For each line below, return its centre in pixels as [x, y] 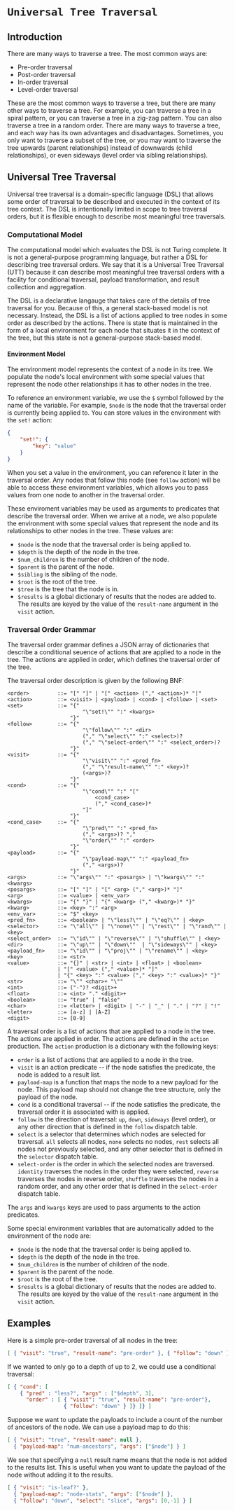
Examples [29, 1324]
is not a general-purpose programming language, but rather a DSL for [107, 257]
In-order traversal [43, 82]
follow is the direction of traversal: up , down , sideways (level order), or [116, 1119]
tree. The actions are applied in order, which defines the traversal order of [114, 659]
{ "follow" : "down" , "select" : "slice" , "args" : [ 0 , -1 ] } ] [103, 1500]
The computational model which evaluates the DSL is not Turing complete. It [117, 250]
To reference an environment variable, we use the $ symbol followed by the [115, 398]
